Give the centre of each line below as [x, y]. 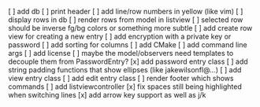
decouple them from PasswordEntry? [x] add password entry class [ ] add [128, 61]
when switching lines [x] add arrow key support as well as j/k [107, 95]
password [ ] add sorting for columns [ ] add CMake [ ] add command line [128, 45]
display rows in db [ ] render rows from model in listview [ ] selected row [126, 20]
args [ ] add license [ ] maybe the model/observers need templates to [121, 53]
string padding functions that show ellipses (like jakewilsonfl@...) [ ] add [125, 70]
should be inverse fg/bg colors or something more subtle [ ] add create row [130, 28]
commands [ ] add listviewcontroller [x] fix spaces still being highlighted [125, 87]
